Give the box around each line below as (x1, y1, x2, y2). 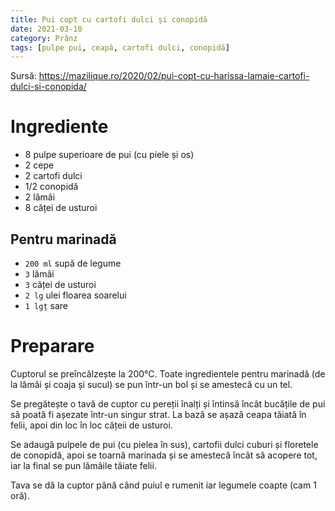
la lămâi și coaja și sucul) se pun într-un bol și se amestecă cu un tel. (10, 378, 293, 390)
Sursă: (10, 70, 37, 82)
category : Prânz (10, 33, 78, 43)
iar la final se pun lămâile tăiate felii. (10, 459, 157, 471)
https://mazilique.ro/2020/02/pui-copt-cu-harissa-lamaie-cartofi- (38, 70, 310, 82)
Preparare (10, 335, 95, 358)
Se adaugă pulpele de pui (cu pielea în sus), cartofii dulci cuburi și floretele (10, 438, 319, 450)
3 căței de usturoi (24, 279, 97, 290)
